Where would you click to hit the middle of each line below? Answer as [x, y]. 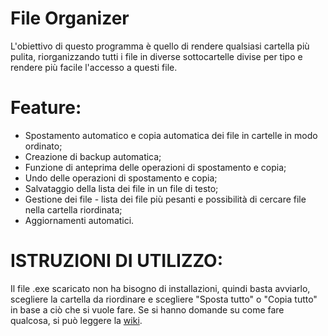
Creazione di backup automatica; [93, 156]
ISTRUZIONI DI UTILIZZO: [117, 261]
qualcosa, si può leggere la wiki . [76, 320]
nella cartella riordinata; [73, 209]
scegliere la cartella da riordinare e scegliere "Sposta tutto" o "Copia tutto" [164, 299]
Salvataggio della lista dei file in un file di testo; [121, 188]
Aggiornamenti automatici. [79, 220]
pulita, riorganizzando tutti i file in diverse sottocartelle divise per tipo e [156, 56]
